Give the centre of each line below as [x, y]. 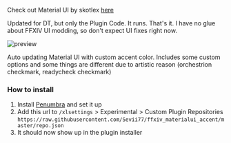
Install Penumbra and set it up [59, 104]
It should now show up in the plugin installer [80, 133]
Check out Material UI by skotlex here [60, 10]
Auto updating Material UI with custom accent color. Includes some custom [114, 57]
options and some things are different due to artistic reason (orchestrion [110, 64]
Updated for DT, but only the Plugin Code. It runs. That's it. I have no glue [111, 23]
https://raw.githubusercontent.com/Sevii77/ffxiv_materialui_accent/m [121, 120]
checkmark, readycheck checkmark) [59, 72]
